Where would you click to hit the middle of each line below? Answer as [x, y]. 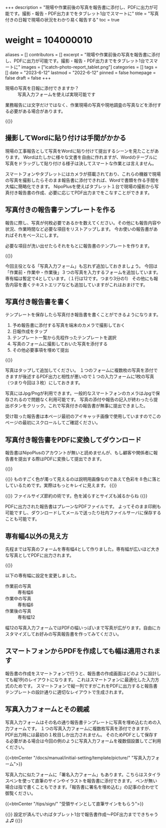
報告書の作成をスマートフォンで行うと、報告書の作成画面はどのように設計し [83, 673]
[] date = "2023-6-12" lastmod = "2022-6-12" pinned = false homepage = [81, 72]
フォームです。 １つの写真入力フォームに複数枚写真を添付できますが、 [81, 728]
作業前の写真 [18, 586]
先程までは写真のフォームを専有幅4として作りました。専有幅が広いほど [78, 549]
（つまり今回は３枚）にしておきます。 [44, 383]
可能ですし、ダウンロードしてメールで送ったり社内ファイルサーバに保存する [83, 513]
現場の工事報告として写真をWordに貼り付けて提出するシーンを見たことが [80, 151]
